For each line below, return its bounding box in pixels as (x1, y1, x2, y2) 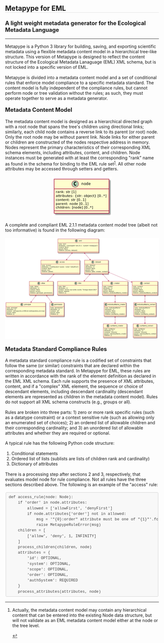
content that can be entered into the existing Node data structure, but (12, 612, 152, 618)
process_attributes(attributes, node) (18, 589, 101, 594)
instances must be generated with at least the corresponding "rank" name (5, 155, 154, 161)
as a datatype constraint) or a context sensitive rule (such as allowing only (5, 415, 155, 420)
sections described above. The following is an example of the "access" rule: (5, 482, 158, 487)
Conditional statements (11, 451, 58, 456)
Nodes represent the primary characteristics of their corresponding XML (5, 144, 151, 150)
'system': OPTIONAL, (27, 561, 71, 566)
